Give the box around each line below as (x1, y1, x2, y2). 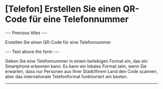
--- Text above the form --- (5, 49, 60, 54)
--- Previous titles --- (5, 30, 48, 36)
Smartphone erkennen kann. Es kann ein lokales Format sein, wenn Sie (5, 63, 147, 69)
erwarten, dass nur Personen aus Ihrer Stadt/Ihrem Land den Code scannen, (5, 68, 158, 74)
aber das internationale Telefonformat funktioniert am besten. (5, 73, 128, 79)
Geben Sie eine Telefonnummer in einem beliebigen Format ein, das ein (5, 58, 148, 64)
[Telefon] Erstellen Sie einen (5, 3, 121, 15)
